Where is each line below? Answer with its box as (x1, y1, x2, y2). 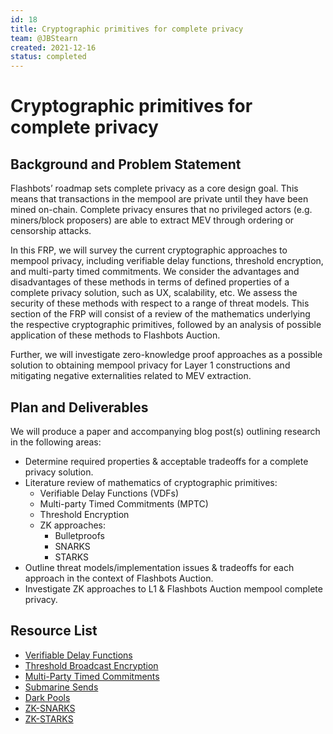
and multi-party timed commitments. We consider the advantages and (10, 266, 300, 278)
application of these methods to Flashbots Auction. (10, 329, 221, 341)
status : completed (10, 52, 87, 62)
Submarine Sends (24, 681, 99, 693)
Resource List (10, 622, 98, 640)
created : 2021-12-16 (10, 42, 97, 53)
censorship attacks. (10, 225, 92, 237)
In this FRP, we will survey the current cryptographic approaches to (10, 244, 288, 256)
